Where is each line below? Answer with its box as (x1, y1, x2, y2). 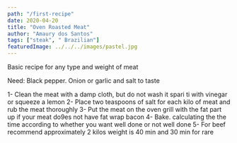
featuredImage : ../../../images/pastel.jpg (7, 43, 138, 50)
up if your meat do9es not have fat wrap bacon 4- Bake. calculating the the (7, 113, 226, 121)
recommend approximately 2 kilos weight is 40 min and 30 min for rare (7, 128, 214, 136)
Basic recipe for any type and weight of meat (7, 63, 139, 71)
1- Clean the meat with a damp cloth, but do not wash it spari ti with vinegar (7, 90, 228, 98)
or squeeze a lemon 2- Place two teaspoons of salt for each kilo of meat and (7, 98, 231, 106)
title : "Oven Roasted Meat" (7, 23, 91, 30)
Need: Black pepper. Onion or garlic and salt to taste (7, 76, 161, 85)
